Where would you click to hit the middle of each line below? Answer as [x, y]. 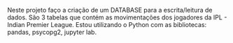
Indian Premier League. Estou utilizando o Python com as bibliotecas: [107, 25]
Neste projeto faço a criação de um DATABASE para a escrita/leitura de [110, 10]
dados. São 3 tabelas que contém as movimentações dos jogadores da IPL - [117, 17]
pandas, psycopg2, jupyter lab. [52, 32]
